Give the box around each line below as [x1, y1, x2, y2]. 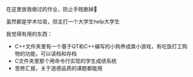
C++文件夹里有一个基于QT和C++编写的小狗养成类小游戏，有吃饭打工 [14, 43, 182, 50]
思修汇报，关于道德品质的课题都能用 [14, 65, 103, 72]
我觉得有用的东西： [6, 30, 53, 37]
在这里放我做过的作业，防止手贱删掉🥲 [6, 6, 98, 12]
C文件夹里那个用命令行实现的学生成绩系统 [14, 58, 117, 64]
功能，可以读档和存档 [25, 50, 77, 57]
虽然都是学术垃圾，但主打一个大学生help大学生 [6, 18, 120, 25]
